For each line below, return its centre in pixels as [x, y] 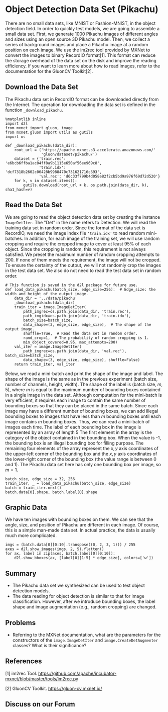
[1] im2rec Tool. [21, 673]
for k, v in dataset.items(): [46, 181]
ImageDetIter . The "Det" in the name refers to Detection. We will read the [81, 222]
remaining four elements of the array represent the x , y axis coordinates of [82, 448]
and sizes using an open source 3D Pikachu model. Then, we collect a [78, 39]
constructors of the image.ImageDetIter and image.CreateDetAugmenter [85, 640]
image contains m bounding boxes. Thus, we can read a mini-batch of [77, 421]
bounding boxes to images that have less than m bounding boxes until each [83, 416]
